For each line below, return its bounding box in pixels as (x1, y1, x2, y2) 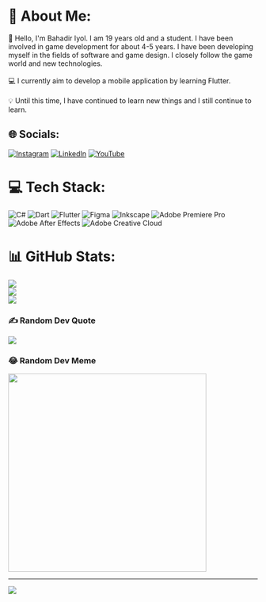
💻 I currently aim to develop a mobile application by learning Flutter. (8, 75, 231, 86)
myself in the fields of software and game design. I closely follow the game (8, 50, 253, 59)
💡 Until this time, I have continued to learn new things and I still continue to (8, 95, 252, 105)
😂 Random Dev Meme (8, 355, 97, 366)
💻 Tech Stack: (8, 178, 106, 196)
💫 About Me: (8, 7, 92, 25)
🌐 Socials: (8, 128, 60, 141)
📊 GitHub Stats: (8, 247, 116, 265)
